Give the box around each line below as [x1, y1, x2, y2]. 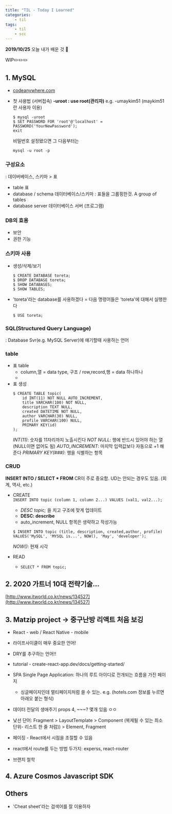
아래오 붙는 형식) [20, 695, 54, 702]
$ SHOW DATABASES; [12, 282, 52, 287]
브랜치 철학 [12, 756, 35, 763]
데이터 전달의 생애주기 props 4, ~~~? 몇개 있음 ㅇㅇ [12, 707, 117, 713]
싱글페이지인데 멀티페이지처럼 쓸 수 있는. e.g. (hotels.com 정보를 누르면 [20, 689, 164, 695]
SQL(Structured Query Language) [5, 324, 91, 332]
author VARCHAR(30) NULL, [22, 413, 78, 419]
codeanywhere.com [12, 87, 55, 93]
